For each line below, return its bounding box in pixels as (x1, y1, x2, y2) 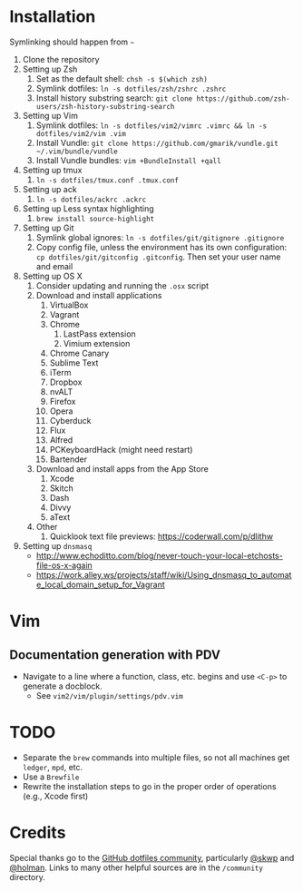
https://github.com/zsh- (196, 93, 290, 103)
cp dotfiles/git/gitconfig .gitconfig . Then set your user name (35, 251, 281, 262)
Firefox (49, 396, 76, 406)
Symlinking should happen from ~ (9, 36, 134, 47)
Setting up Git (22, 222, 74, 233)
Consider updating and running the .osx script (35, 279, 210, 291)
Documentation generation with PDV (9, 647, 220, 662)
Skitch (49, 483, 74, 494)
